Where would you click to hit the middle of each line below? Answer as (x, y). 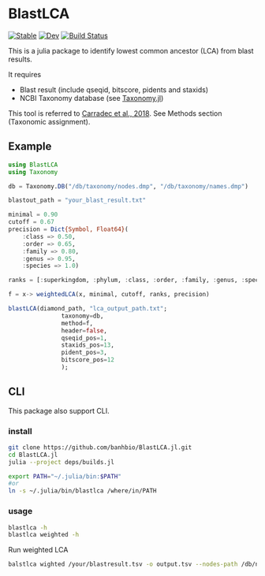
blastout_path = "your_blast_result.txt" (77, 201)
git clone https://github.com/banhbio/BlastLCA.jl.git (100, 447)
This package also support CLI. (59, 411)
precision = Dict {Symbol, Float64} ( (68, 229)
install (21, 431)
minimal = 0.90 (33, 215)
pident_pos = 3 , (84, 353)
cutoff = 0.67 (32, 222)
